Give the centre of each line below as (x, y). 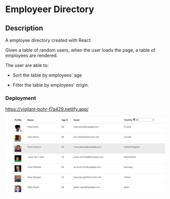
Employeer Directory (50, 9)
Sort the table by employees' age (47, 75)
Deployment (21, 98)
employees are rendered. (31, 55)
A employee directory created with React (48, 40)
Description (24, 28)
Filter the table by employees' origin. (51, 85)
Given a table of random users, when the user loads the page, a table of (80, 50)
